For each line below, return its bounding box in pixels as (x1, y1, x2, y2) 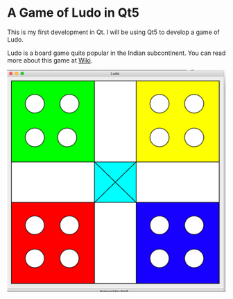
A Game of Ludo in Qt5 (7, 5, 140, 21)
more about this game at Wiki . (7, 56, 93, 64)
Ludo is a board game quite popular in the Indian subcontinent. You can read (7, 49, 226, 57)
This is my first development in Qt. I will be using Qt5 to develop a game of (7, 28, 220, 36)
